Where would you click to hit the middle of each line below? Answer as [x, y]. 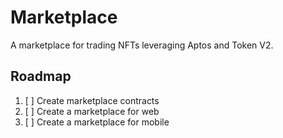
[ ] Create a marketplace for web [92, 111]
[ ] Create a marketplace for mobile [97, 122]
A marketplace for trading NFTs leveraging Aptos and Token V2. [142, 45]
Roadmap [41, 76]
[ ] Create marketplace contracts [92, 100]
